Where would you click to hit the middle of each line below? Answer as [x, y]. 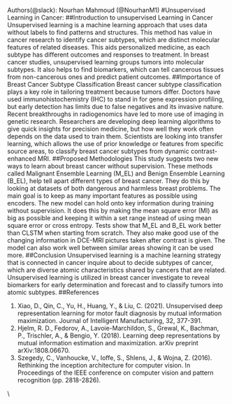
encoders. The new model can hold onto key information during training [111, 203]
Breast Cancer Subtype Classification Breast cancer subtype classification [115, 84]
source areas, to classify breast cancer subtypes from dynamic [99, 151]
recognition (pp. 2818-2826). [59, 380]
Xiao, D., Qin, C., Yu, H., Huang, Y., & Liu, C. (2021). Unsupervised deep [120, 306]
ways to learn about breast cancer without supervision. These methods [110, 166]
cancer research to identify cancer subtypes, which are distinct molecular [114, 40]
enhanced [22, 159]
